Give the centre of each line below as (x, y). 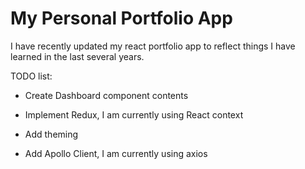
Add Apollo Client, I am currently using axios (116, 153)
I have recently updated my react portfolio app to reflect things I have (153, 46)
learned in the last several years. (77, 56)
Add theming (51, 134)
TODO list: (31, 76)
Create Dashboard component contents (106, 95)
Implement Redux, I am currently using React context (134, 114)
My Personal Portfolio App (121, 18)
